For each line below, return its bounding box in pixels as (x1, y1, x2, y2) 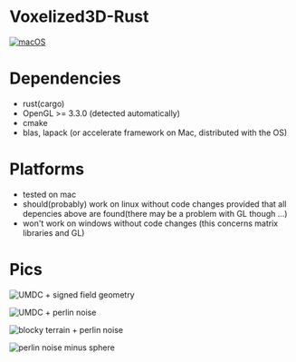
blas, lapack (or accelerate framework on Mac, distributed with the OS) (22, 127, 288, 138)
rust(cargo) (22, 98, 65, 109)
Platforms (9, 159, 84, 180)
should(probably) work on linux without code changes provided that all (22, 198, 287, 210)
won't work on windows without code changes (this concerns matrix (22, 218, 279, 229)
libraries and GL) (22, 227, 85, 238)
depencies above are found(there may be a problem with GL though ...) (22, 208, 288, 219)
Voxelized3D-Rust (9, 6, 149, 27)
